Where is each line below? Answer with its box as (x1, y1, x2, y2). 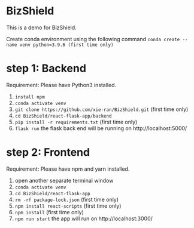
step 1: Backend (6, 61, 87, 75)
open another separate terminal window (14, 177, 114, 184)
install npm (14, 94, 45, 100)
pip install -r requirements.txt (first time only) (14, 118, 138, 125)
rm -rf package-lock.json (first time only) (14, 196, 119, 203)
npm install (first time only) (14, 208, 84, 215)
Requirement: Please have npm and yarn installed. (6, 165, 130, 172)
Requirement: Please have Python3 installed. (6, 81, 117, 88)
